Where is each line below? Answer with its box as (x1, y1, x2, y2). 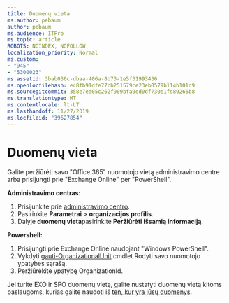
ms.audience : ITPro (7, 29, 64, 37)
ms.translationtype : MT (7, 95, 77, 102)
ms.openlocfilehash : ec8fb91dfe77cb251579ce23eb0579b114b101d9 (7, 82, 195, 89)
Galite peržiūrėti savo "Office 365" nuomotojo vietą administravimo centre (7, 167, 220, 176)
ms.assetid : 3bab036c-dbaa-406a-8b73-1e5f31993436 (7, 75, 158, 83)
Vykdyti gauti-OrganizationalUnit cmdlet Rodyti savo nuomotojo (17, 251, 201, 260)
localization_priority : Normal (7, 50, 98, 57)
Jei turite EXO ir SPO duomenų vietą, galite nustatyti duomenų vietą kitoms (7, 280, 222, 288)
